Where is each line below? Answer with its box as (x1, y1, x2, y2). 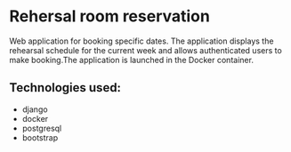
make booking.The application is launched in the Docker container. (9, 54, 254, 65)
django (21, 104, 48, 115)
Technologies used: (9, 80, 122, 95)
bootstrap (21, 132, 59, 143)
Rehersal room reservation (9, 6, 211, 27)
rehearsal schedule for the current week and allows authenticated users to (9, 44, 282, 55)
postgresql (21, 123, 62, 133)
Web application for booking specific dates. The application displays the (9, 36, 274, 46)
